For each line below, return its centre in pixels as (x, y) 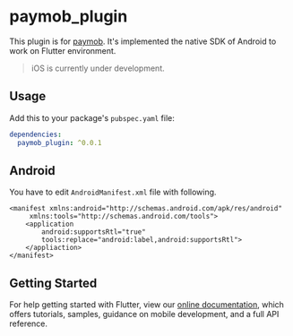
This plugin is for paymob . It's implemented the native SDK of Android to (143, 41)
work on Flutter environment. (63, 50)
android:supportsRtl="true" (94, 232)
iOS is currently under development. (98, 68)
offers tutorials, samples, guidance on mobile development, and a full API (144, 314)
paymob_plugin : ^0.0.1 (60, 142)
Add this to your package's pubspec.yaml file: (92, 117)
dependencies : (36, 134)
